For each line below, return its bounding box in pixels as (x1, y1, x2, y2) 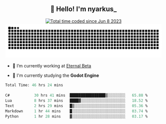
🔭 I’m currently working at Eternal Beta (12, 62, 91, 68)
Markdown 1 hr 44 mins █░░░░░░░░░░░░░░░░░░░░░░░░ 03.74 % (5, 109, 148, 114)
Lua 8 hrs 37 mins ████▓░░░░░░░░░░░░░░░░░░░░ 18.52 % (5, 98, 148, 103)
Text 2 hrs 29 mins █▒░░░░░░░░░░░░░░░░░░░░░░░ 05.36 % (5, 104, 148, 109)
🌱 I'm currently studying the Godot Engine (12, 72, 99, 78)
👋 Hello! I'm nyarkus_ (50, 5, 117, 13)
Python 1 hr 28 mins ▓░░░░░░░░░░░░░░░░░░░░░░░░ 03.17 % (5, 114, 148, 119)
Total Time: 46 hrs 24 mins (5, 82, 64, 87)
